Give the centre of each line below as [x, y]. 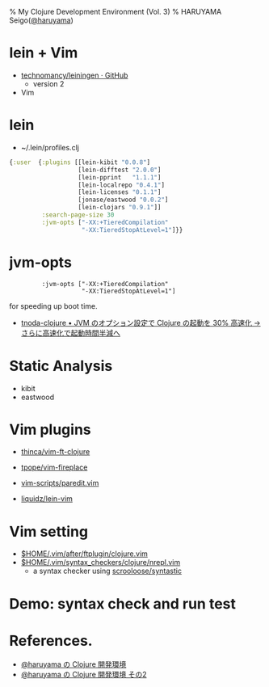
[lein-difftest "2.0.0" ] [120, 170]
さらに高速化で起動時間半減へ [70, 333]
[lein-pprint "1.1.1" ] [120, 177]
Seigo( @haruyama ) [41, 20]
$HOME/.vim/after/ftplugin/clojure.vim [84, 554]
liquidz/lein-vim [47, 499]
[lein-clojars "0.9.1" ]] [120, 208]
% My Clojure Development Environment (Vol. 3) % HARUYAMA [116, 12]
